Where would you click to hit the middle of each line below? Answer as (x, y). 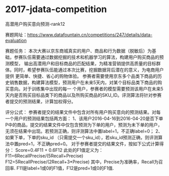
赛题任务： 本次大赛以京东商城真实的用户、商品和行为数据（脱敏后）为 (78, 51)
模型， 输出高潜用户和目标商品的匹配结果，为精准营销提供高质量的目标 (83, 63)
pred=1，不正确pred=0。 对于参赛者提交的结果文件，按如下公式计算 (89, 144)
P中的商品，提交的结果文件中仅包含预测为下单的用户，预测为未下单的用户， (84, 124)
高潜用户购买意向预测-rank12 (35, 24)
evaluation (16, 40)
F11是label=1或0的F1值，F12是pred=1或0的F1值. (65, 168)
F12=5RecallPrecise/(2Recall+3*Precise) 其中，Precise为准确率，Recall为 (82, 162)
